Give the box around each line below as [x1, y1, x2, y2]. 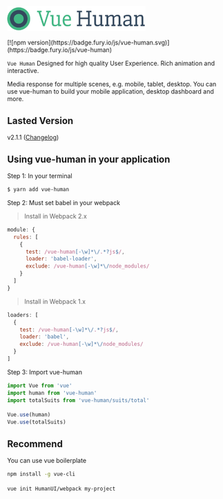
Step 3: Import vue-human [7, 367, 83, 376]
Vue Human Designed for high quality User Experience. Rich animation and [7, 59, 215, 68]
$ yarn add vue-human [7, 186, 70, 193]
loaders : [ [7, 311, 39, 318]
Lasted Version [7, 114, 74, 127]
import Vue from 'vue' [7, 382, 72, 389]
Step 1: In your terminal [7, 172, 72, 180]
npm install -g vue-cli [7, 471, 76, 478]
